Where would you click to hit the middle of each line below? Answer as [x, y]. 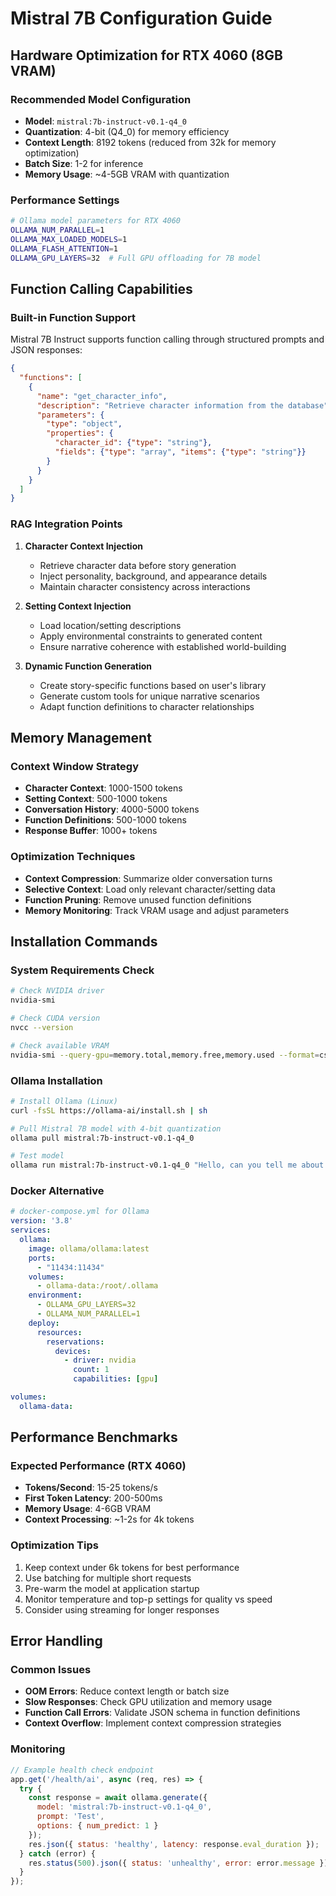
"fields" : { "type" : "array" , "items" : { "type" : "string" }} [180, 452]
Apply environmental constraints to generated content [151, 636]
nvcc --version [42, 1027]
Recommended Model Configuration [101, 99]
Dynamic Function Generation [88, 666]
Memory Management [81, 738]
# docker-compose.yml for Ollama [80, 1212]
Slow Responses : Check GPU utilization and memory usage [148, 1702]
